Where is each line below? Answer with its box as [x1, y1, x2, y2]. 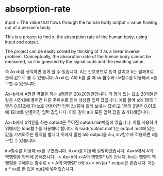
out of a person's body [5, 24, 51, 30]
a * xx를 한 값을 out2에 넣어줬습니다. [5, 166, 75, 172]
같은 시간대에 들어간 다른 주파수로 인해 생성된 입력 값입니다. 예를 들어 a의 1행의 [5, 97, 154, 103]
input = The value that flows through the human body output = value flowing [5, 19, 158, 25]
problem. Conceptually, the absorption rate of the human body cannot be [5, 53, 151, 59]
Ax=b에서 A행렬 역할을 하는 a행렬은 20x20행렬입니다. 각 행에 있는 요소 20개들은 [5, 91, 158, 97]
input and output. [5, 39, 40, 44]
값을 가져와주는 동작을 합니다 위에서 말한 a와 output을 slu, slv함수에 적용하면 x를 [5, 132, 158, 137]
